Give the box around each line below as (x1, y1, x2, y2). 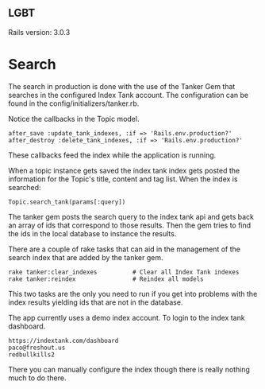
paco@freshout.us (8, 344, 66, 352)
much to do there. (8, 373, 67, 383)
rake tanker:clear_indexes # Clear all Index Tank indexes (8, 268, 240, 276)
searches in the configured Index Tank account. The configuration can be (8, 90, 249, 99)
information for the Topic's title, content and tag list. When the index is (8, 174, 238, 184)
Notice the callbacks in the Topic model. (8, 114, 140, 123)
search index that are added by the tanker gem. (8, 252, 164, 262)
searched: (8, 182, 41, 192)
